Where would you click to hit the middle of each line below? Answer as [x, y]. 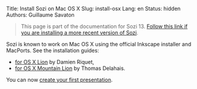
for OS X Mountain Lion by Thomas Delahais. [70, 68]
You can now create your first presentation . [59, 80]
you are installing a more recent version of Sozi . [79, 33]
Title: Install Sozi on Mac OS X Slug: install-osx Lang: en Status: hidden [93, 9]
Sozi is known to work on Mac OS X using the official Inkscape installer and [99, 44]
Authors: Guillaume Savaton [40, 15]
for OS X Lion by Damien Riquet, [54, 62]
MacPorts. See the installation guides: [53, 50]
